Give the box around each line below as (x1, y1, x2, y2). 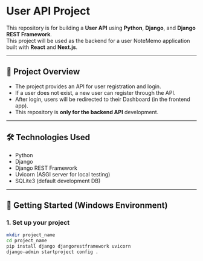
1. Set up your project (6, 218, 70, 227)
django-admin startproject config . (6, 249, 98, 255)
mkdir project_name (6, 232, 56, 238)
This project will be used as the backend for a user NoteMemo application (6, 37, 190, 44)
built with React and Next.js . (6, 43, 78, 51)
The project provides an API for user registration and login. (14, 83, 161, 90)
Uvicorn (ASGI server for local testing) (14, 170, 111, 178)
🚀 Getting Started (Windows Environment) (6, 200, 168, 210)
